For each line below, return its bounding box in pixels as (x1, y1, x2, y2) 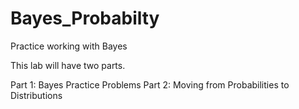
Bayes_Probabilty (10, 7, 160, 30)
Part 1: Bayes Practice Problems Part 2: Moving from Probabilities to (10, 78, 290, 91)
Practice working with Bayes (10, 40, 128, 52)
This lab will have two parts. (10, 59, 126, 71)
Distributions (10, 89, 63, 101)
